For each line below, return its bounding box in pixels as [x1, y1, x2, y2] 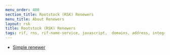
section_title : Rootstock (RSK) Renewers [5, 12, 94, 17]
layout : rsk [5, 21, 30, 26]
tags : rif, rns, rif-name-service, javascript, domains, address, [5, 30, 151, 35]
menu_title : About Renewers [5, 16, 65, 21]
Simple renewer [12, 44, 46, 50]
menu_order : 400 [5, 7, 39, 12]
